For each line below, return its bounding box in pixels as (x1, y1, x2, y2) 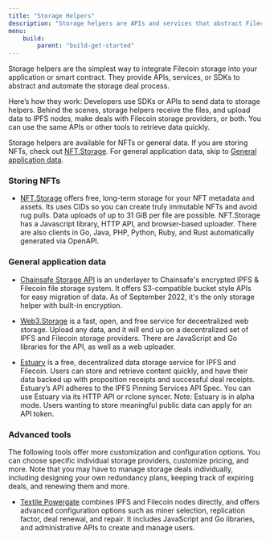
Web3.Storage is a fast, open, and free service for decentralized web (19, 316, 249, 326)
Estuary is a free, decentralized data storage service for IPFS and (19, 357, 236, 367)
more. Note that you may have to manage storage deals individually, (8, 464, 234, 474)
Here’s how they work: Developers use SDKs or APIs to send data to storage (8, 97, 261, 106)
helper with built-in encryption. (19, 300, 123, 310)
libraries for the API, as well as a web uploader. (19, 342, 176, 351)
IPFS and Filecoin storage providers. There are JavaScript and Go (19, 333, 238, 343)
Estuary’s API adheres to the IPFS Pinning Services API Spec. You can (19, 383, 252, 393)
